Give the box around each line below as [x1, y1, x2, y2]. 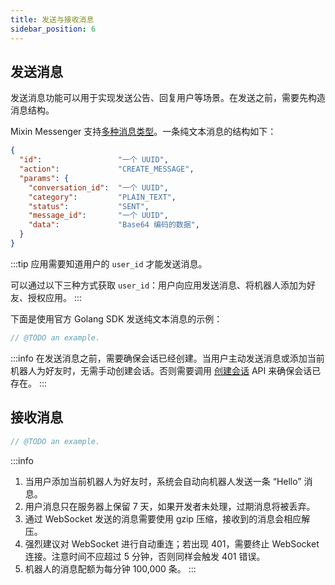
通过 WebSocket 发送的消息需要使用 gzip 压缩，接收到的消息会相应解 [24, 512, 311, 525]
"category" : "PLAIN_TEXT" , [28, 192, 177, 202]
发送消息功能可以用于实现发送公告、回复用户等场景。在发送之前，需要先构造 [10, 92, 326, 104]
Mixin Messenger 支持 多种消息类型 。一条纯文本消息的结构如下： [10, 126, 277, 138]
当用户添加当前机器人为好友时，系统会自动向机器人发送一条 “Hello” [24, 475, 302, 487]
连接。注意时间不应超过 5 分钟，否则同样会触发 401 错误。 [24, 550, 266, 562]
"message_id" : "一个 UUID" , [28, 211, 169, 221]
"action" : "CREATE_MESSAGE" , [19, 164, 195, 175]
